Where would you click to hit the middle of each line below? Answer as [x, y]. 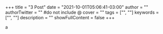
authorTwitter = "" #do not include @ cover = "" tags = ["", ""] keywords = [82, 12]
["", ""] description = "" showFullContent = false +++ [60, 17]
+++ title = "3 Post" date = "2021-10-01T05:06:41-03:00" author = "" [77, 7]
